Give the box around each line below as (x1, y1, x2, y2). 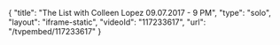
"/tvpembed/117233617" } (8, 26, 102, 36)
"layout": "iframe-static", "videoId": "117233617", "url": (8, 17, 206, 27)
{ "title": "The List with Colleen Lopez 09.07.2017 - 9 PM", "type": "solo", (8, 8, 272, 18)
